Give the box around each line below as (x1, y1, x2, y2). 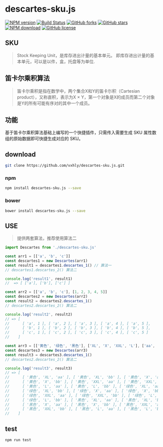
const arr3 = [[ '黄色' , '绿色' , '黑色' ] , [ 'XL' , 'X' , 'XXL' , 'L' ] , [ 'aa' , (5, 344, 155, 349)
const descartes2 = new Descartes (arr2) (5, 294, 88, 299)
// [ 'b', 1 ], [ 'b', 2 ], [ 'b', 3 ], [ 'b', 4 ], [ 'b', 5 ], (5, 326, 151, 330)
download (5, 150, 36, 158)
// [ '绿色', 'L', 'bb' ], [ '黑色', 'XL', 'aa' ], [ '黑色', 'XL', (5, 397, 153, 403)
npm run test (5, 438, 32, 443)
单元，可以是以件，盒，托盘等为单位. (21, 58, 95, 64)
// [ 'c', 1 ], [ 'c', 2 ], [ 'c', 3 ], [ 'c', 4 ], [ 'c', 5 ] (5, 330, 149, 335)
